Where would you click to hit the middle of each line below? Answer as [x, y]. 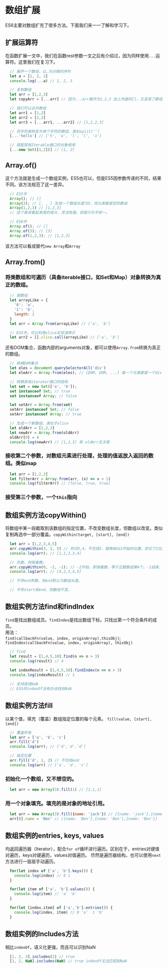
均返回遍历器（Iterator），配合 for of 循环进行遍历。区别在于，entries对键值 [82, 849]
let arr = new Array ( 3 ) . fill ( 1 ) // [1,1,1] [55, 790]
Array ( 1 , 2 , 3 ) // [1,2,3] [35, 208]
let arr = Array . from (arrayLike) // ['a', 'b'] [60, 324]
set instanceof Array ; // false [43, 396]
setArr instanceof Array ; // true [45, 414]
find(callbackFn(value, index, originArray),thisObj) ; [63, 638]
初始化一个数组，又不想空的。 [41, 779]
